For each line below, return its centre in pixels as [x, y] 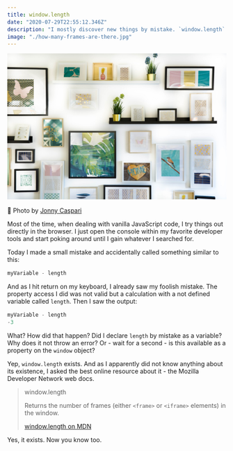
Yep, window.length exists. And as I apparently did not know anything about [115, 363]
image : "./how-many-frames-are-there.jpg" [70, 37]
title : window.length [39, 15]
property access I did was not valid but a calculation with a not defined [109, 294]
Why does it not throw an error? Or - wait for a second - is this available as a [116, 343]
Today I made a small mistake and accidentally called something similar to [113, 252]
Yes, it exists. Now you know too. [55, 440]
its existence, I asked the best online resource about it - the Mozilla [103, 371]
